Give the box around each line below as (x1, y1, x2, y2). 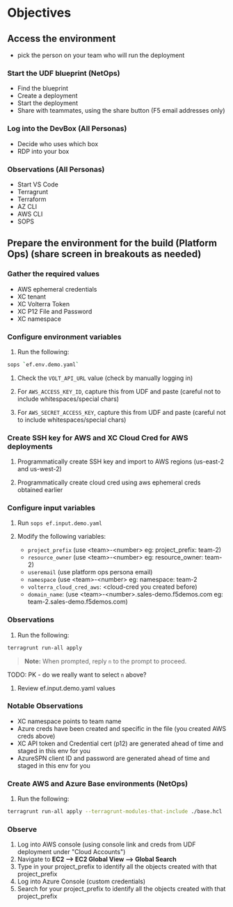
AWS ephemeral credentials (17, 285, 97, 293)
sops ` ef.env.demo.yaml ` (7, 361, 79, 368)
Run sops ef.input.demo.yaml (17, 519, 102, 527)
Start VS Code (17, 180, 59, 189)
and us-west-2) (17, 465, 63, 473)
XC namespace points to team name (17, 717, 122, 725)
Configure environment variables (7, 332, 122, 342)
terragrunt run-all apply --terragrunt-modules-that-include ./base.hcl (7, 808, 223, 815)
